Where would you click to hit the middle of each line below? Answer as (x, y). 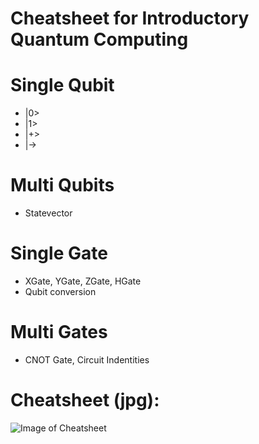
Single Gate (59, 253)
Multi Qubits (62, 185)
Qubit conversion (60, 291)
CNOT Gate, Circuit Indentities (87, 359)
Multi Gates (59, 332)
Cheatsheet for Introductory (130, 18)
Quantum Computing (99, 39)
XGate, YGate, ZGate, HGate (83, 281)
